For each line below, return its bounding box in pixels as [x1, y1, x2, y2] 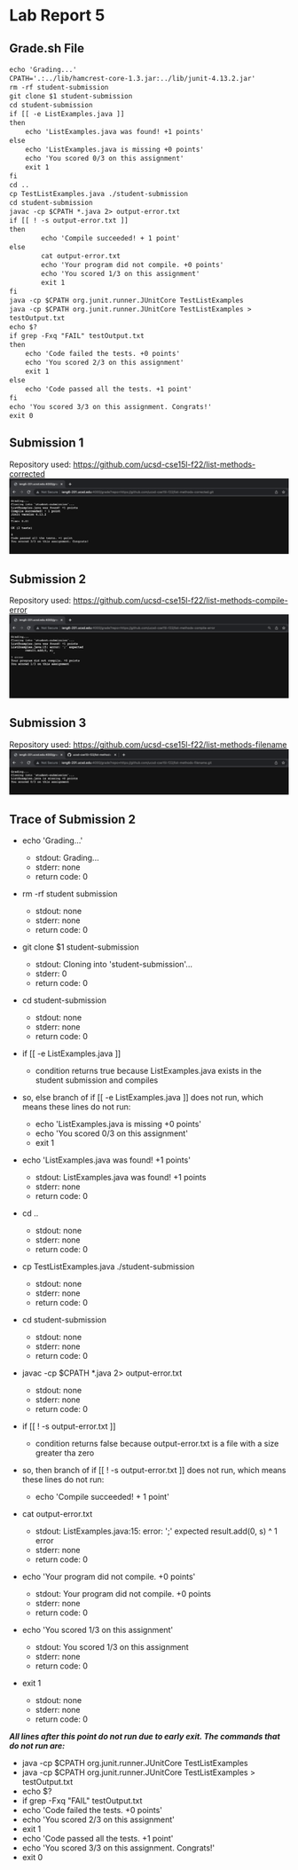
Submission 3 [9, 715, 87, 730]
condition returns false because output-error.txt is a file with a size [35, 1439, 279, 1449]
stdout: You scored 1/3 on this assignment [35, 1642, 189, 1653]
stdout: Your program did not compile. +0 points [35, 1589, 211, 1599]
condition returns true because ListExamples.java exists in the [35, 1066, 262, 1077]
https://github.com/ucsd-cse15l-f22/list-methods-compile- [73, 595, 288, 605]
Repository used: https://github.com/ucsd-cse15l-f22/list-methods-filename [9, 738, 287, 750]
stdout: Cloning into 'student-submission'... [35, 959, 193, 970]
